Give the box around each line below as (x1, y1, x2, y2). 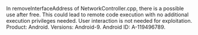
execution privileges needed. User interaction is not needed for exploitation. (6, 17, 193, 24)
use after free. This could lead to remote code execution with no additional (6, 11, 189, 18)
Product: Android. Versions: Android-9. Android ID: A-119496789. (6, 23, 165, 30)
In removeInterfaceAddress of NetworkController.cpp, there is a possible (6, 5, 184, 12)
